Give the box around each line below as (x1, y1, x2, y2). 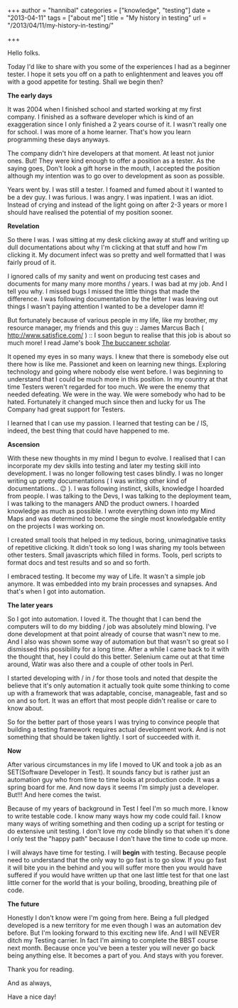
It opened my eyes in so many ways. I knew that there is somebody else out (7, 352, 229, 361)
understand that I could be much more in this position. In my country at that (7, 375, 228, 383)
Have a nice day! (7, 992, 57, 1001)
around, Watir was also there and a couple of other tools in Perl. (7, 660, 194, 668)
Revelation (7, 222, 40, 230)
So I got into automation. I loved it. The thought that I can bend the (7, 614, 202, 623)
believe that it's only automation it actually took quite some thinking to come (7, 681, 230, 690)
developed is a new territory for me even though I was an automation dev (7, 921, 222, 929)
